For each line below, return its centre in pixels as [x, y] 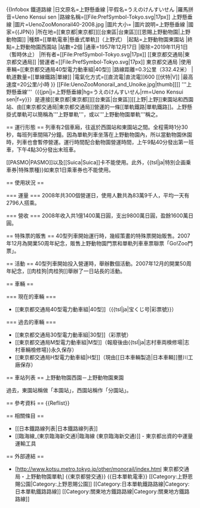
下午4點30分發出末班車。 [48, 150]
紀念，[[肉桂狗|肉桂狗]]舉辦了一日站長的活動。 [68, 271]
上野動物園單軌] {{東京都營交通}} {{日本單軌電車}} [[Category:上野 [107, 477]
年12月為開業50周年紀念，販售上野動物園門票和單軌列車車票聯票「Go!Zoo [97, 243]
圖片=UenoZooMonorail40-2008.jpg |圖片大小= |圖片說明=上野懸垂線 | [101, 24]
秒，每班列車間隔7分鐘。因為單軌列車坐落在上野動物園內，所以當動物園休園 [99, 135]
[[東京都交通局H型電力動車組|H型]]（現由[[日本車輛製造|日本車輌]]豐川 [101, 357]
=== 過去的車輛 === [31, 322]
